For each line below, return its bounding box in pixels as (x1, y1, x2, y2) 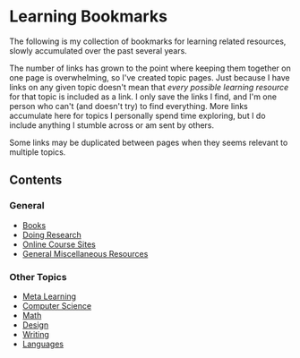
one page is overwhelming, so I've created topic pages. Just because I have (9, 72, 290, 82)
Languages (21, 338, 64, 349)
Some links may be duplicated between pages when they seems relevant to (9, 137, 288, 148)
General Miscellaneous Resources (21, 248, 149, 259)
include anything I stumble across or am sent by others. (9, 119, 215, 131)
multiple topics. (9, 146, 66, 158)
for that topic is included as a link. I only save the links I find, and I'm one (9, 91, 278, 102)
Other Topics (9, 270, 67, 283)
